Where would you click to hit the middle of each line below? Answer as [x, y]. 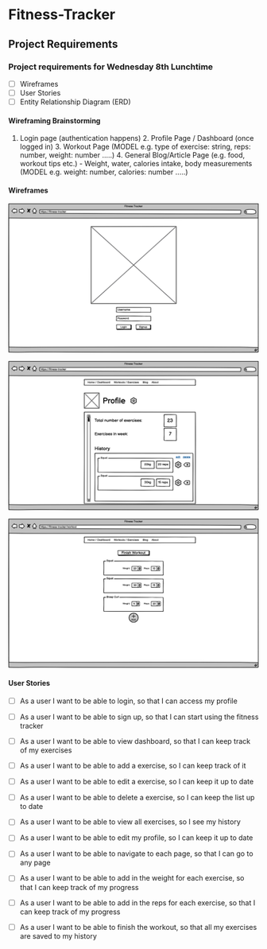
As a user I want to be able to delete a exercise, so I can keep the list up [137, 798]
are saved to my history [58, 935]
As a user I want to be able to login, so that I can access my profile [129, 701]
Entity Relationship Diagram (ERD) [75, 102]
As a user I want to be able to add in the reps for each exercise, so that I [137, 902]
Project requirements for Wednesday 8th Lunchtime [110, 67]
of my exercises [46, 750]
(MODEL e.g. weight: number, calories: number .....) [104, 172]
